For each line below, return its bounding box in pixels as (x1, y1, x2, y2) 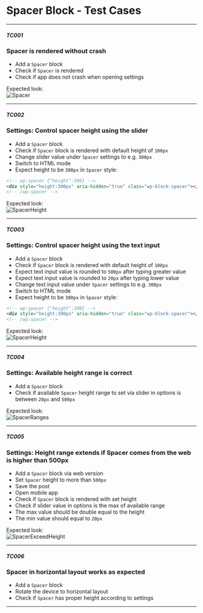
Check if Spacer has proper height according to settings (14, 594, 154, 601)
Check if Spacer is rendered (14, 67, 84, 75)
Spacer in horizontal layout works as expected (6, 568, 146, 576)
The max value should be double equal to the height (14, 508, 145, 515)
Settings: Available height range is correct (6, 369, 133, 377)
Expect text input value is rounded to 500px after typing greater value (14, 268, 186, 275)
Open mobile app (14, 489, 59, 496)
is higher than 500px (6, 456, 69, 464)
